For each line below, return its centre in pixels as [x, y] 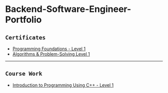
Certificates [25, 37]
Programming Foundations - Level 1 [49, 49]
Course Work [24, 74]
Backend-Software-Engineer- [68, 9]
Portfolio [23, 20]
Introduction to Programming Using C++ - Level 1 [63, 85]
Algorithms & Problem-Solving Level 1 [51, 54]
